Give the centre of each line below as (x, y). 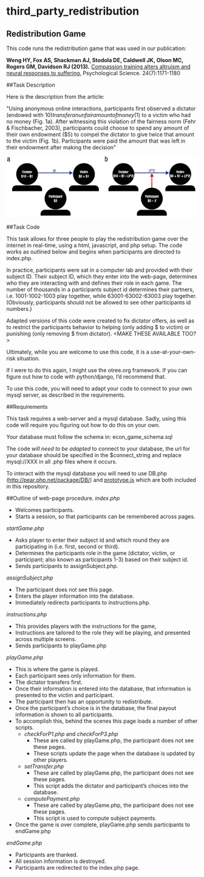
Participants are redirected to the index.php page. (77, 867)
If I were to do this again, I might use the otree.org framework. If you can (97, 370)
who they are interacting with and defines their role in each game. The (94, 283)
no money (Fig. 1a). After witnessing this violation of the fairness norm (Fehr (101, 121)
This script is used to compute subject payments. (95, 818)
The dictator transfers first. (49, 682)
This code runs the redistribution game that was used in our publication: (96, 48)
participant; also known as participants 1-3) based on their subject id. (102, 559)
